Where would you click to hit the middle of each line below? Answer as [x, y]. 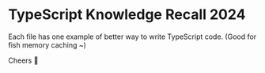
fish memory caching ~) [47, 44]
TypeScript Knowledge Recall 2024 [127, 15]
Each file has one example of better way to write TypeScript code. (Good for [132, 36]
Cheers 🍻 [23, 60]
